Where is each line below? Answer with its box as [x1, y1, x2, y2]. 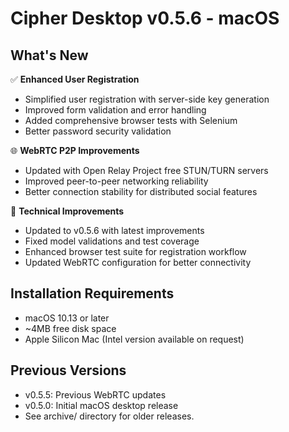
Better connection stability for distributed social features [24, 186, 258, 197]
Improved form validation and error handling [24, 104, 207, 116]
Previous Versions [10, 362, 127, 379]
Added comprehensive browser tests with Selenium [24, 115, 238, 126]
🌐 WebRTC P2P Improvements [10, 145, 140, 156]
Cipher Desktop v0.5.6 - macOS [10, 7, 280, 30]
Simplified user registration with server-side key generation [24, 93, 270, 105]
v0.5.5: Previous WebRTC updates [24, 388, 167, 401]
